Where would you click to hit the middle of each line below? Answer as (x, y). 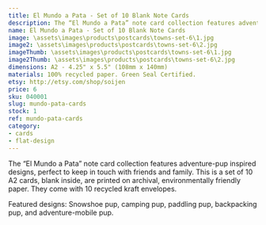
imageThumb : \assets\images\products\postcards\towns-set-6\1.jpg (120, 52)
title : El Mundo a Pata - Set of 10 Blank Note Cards (99, 15)
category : (25, 126)
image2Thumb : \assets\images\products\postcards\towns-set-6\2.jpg (122, 60)
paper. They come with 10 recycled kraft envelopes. (93, 189)
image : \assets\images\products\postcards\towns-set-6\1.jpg (111, 38)
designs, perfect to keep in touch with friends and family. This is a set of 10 (131, 172)
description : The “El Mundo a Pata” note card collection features (122, 23)
